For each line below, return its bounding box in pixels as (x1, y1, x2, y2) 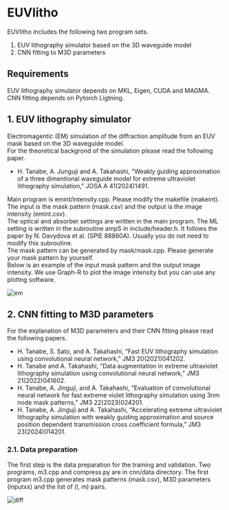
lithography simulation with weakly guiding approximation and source (17, 413, 214, 421)
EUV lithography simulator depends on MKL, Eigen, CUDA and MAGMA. (7, 86, 210, 94)
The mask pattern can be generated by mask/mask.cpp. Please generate (7, 246, 214, 254)
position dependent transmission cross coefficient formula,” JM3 (17, 421, 201, 429)
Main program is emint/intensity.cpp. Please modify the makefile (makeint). (7, 195, 220, 203)
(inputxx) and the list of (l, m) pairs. (7, 483, 107, 491)
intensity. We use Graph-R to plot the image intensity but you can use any (7, 268, 216, 276)
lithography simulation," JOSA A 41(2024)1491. (17, 181, 149, 190)
